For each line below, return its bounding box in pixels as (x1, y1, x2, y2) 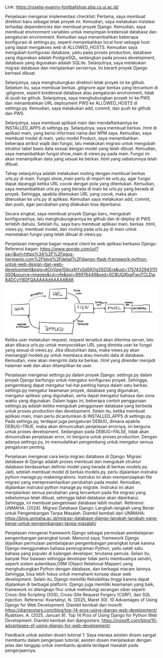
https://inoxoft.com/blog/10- (101, 618, 158, 624)
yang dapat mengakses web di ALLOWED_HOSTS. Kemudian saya (5, 45, 138, 50)
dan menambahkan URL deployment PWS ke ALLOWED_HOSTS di (5, 100, 138, 106)
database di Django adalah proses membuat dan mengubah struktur (5, 459, 142, 465)
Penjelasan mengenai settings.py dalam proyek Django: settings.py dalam (5, 372, 152, 378)
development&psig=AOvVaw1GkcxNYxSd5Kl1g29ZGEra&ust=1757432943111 (5, 267, 158, 272)
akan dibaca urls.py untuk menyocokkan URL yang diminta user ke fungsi (5, 342, 152, 348)
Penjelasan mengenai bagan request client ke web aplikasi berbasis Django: (5, 241, 157, 246)
